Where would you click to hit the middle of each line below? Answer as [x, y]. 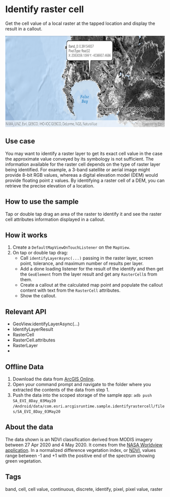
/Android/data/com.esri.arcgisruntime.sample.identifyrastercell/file [89, 406]
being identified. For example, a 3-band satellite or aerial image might [78, 169]
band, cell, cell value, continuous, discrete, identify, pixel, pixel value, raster [84, 489]
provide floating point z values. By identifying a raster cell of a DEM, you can [85, 180]
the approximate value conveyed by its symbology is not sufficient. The [79, 159]
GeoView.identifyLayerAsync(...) [46, 324]
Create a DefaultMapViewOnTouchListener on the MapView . [71, 247]
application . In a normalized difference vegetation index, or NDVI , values [80, 450]
